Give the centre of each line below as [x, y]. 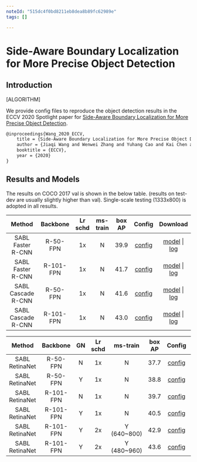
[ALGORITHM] [23, 99]
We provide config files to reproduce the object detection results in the [91, 111]
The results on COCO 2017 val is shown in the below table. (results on [90, 193]
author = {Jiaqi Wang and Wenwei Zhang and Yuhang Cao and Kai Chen [102, 145]
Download [174, 224]
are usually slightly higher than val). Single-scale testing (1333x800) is [101, 199]
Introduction [29, 85]
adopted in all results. [32, 206]
